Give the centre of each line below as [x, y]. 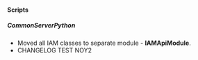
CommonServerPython [41, 26]
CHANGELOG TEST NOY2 [55, 50]
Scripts [18, 10]
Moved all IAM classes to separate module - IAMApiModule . [104, 43]
